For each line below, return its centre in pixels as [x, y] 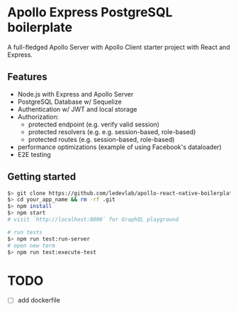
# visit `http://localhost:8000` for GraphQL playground [93, 220]
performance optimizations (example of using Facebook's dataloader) [119, 147]
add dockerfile [39, 300]
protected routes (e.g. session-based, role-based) [101, 139]
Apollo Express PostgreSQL [90, 12]
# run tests [25, 232]
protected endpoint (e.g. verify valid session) [94, 124]
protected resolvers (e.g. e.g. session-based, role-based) [112, 131]
